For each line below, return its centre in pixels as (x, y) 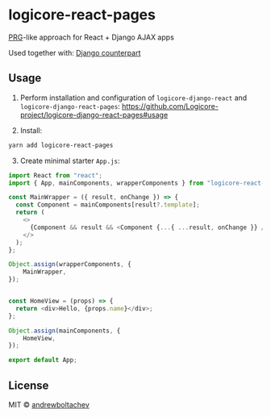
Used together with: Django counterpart (75, 52)
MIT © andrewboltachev (49, 404)
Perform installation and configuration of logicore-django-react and (133, 98)
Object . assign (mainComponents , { (65, 331)
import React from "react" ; (56, 175)
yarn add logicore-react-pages (61, 145)
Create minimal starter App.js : (70, 161)
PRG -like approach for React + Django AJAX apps (92, 37)
